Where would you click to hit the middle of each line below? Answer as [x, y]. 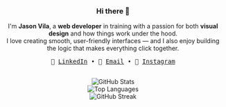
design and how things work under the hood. [113, 33]
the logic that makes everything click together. [113, 49]
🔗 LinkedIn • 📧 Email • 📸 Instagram [113, 61]
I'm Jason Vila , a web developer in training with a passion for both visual [113, 26]
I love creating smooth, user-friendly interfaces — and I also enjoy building [113, 41]
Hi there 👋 [113, 11]
